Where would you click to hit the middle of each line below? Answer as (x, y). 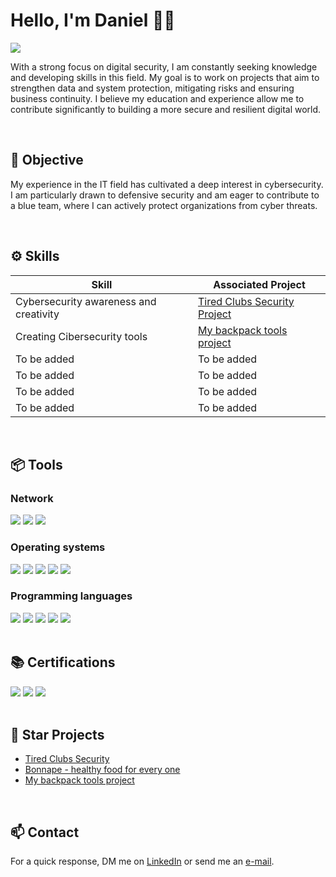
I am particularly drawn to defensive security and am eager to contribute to (165, 195)
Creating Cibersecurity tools (81, 336)
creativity (37, 314)
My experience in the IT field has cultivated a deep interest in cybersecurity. (167, 184)
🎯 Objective (47, 160)
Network (32, 498)
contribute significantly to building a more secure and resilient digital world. (166, 109)
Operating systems (58, 547)
